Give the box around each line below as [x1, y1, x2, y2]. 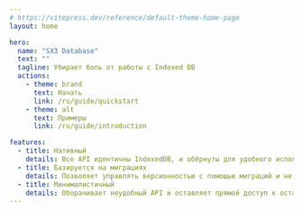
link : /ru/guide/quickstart [32, 96, 140, 105]
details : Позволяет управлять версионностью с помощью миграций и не [25, 171, 293, 180]
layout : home [9, 22, 59, 31]
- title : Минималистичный [17, 179, 115, 189]
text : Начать [32, 87, 83, 97]
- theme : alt [25, 105, 75, 114]
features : [9, 138, 47, 147]
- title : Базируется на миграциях [17, 163, 147, 172]
